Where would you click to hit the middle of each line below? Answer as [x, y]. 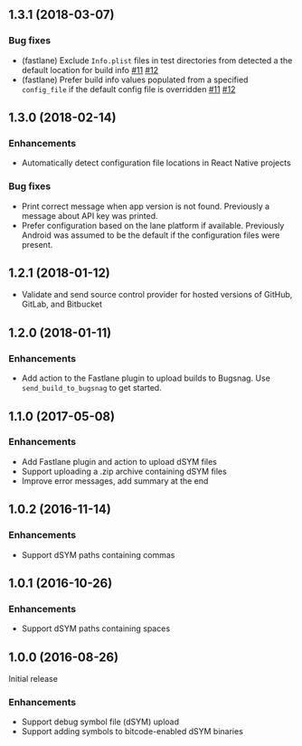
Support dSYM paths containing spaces [96, 628]
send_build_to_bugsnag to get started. [91, 388]
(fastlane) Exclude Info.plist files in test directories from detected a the [157, 60]
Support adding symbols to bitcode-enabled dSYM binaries [132, 732]
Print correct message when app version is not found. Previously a [146, 206]
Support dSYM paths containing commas [98, 554]
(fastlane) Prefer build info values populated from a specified [135, 80]
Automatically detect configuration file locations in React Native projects [156, 163]
